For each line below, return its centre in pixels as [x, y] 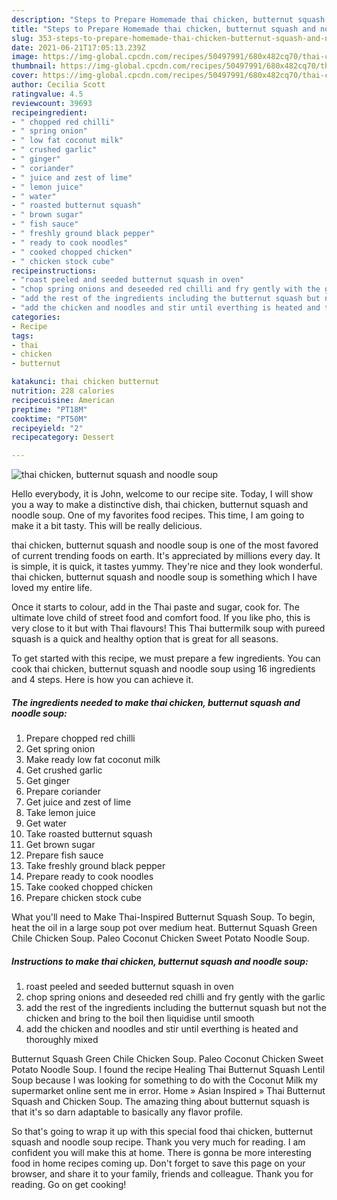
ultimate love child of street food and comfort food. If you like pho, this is [161, 618]
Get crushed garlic [64, 770]
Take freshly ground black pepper [95, 866]
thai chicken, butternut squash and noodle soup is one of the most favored [165, 545]
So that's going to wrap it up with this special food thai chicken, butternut [162, 1132]
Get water [46, 823]
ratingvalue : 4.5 [47, 94]
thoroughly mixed [62, 1040]
